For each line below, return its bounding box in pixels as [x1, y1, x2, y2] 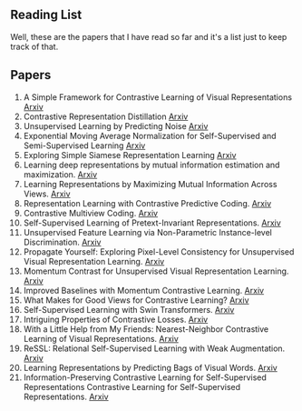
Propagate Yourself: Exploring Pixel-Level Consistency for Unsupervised [23, 246, 295, 257]
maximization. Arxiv [23, 168, 98, 180]
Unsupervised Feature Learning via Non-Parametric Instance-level [23, 226, 273, 237]
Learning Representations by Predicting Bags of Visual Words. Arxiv [23, 362, 278, 373]
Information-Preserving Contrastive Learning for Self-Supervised [23, 372, 267, 383]
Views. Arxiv [23, 188, 71, 199]
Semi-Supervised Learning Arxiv [23, 140, 146, 151]
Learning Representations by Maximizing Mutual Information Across [23, 178, 278, 189]
